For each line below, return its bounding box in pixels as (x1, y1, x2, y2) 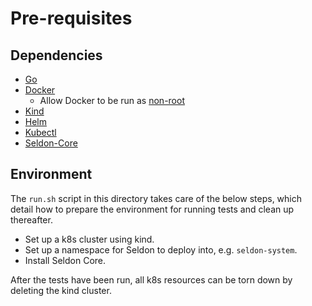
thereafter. (10, 213, 53, 226)
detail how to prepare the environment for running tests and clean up (10, 203, 295, 215)
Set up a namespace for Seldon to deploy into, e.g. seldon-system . (24, 243, 298, 256)
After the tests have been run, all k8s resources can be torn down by (10, 273, 293, 286)
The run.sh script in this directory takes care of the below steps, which (10, 192, 303, 204)
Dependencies (10, 47, 103, 64)
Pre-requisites (10, 7, 133, 30)
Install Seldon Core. (24, 254, 107, 266)
